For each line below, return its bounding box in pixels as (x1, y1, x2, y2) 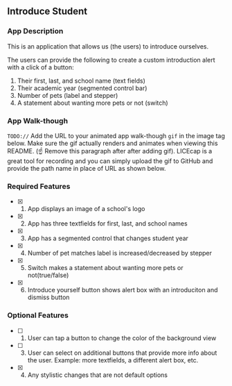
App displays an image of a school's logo (27, 205, 145, 213)
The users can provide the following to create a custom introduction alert (7, 56, 215, 64)
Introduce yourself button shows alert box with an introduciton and (27, 286, 218, 294)
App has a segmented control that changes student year (27, 234, 189, 242)
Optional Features (7, 310, 69, 320)
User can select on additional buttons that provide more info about (27, 349, 217, 357)
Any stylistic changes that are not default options (27, 371, 168, 379)
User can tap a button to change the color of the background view (27, 333, 217, 342)
